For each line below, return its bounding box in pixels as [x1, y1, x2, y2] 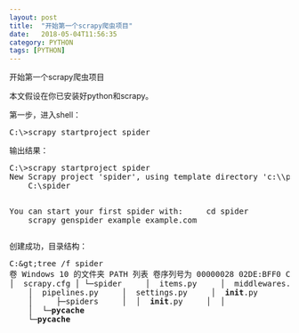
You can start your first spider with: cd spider [9, 207, 249, 216]
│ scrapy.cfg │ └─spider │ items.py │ [9, 279, 225, 289]
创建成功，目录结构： [9, 241, 87, 252]
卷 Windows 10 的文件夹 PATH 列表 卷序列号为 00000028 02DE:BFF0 [9, 269, 282, 280]
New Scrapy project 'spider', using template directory [9, 172, 258, 183]
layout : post [9, 12, 58, 22]
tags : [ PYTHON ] [9, 46, 66, 55]
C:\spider [28, 181, 71, 191]
